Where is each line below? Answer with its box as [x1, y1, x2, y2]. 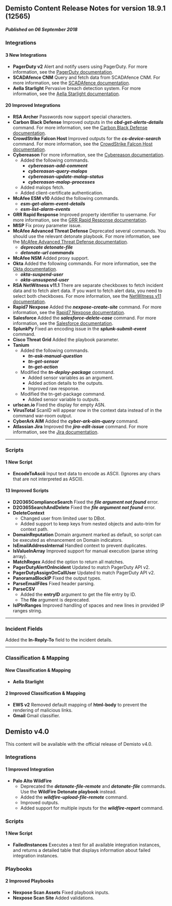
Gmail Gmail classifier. [12, 712, 60, 718]
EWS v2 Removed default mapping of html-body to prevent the [12, 701, 147, 708]
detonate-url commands [20, 249, 74, 255]
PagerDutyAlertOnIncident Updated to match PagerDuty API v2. [12, 564, 150, 570]
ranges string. [12, 608, 42, 614]
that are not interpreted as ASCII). [12, 476, 84, 482]
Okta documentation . [12, 266, 57, 272]
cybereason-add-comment [28, 162, 88, 168]
